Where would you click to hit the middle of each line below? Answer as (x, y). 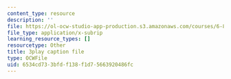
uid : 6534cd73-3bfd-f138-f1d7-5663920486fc (70, 65)
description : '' (30, 20)
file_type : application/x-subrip (55, 33)
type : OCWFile (27, 58)
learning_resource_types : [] (49, 39)
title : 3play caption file (46, 52)
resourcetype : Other (37, 45)
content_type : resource (41, 13)
